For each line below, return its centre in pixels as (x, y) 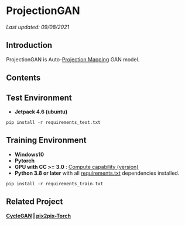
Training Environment (46, 141)
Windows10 (29, 154)
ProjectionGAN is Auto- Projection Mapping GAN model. (73, 59)
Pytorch (25, 160)
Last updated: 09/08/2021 (38, 27)
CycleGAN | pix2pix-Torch (39, 216)
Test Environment (39, 98)
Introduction (29, 45)
